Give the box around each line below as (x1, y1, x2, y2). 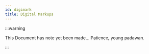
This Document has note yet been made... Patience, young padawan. (5, 35, 145, 41)
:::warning (5, 25, 25, 31)
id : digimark (5, 7, 32, 12)
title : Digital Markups (5, 12, 54, 17)
